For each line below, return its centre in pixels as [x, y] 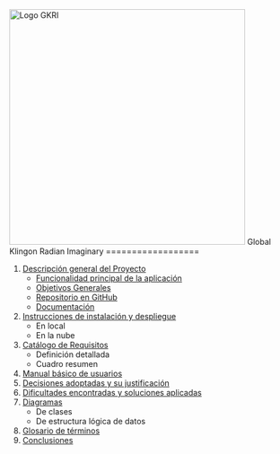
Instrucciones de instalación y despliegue [99, 316]
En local [50, 326]
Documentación [65, 307]
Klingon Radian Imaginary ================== [105, 251]
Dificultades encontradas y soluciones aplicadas [112, 393]
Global [259, 242]
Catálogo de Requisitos [65, 345]
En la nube [55, 335]
